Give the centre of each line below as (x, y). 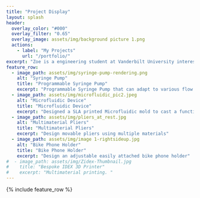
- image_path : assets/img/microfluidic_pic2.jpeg (74, 95)
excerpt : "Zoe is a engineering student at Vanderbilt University (90, 61)
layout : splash (25, 17)
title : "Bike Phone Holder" (51, 150)
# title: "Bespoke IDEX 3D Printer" (56, 167)
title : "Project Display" (38, 12)
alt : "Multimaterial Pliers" (53, 123)
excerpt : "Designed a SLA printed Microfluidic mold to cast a (97, 112)
